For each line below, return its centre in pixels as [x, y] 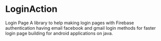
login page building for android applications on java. [59, 33]
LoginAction [31, 9]
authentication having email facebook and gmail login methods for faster [81, 28]
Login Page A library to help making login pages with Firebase [70, 23]
